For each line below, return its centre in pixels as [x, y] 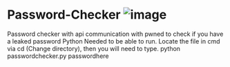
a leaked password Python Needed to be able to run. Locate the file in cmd [114, 41]
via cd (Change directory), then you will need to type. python [94, 48]
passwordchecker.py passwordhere [58, 56]
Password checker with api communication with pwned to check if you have [115, 34]
